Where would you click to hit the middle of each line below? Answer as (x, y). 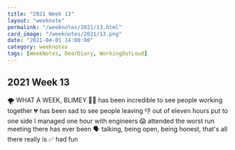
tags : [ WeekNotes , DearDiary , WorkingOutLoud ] (77, 54)
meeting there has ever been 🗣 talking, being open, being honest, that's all (117, 129)
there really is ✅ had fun (43, 139)
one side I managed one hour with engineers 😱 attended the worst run (111, 121)
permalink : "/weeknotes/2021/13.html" (65, 27)
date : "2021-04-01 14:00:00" (50, 41)
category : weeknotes (38, 47)
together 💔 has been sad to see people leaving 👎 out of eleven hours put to (118, 110)
